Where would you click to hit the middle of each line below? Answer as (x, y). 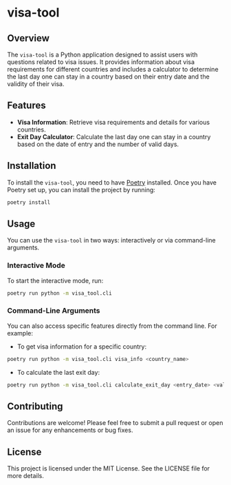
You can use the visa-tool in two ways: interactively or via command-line (111, 240)
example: (20, 333)
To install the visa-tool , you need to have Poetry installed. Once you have (112, 182)
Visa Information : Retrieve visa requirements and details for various (113, 122)
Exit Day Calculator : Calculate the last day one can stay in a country (114, 136)
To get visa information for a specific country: (81, 347)
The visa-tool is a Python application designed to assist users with (102, 54)
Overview (29, 38)
